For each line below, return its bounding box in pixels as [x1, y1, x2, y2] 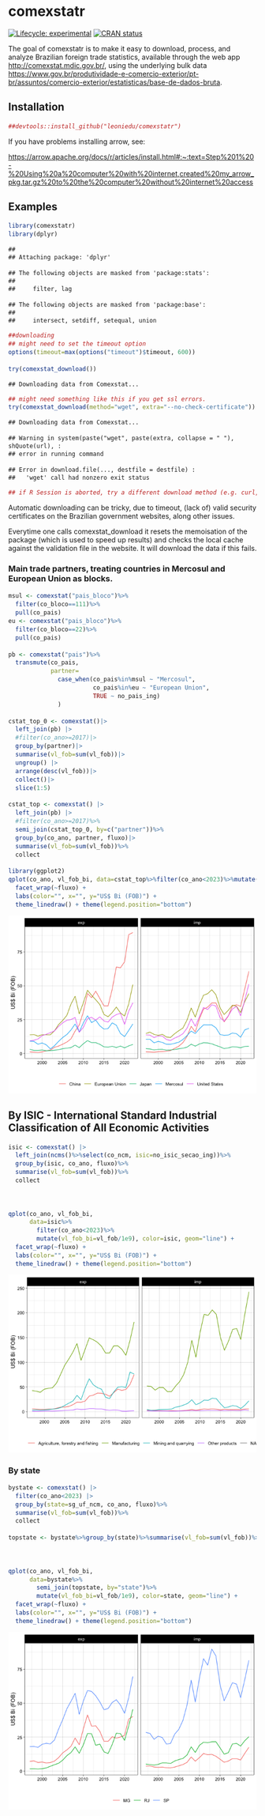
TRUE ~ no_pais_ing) [92, 692, 160, 700]
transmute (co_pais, [15, 659, 80, 666]
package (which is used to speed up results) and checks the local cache [8, 535, 244, 545]
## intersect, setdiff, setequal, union [8, 317, 157, 325]
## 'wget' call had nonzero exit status [8, 474, 150, 482]
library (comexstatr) [8, 222, 77, 230]
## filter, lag [8, 285, 73, 293]
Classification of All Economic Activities [8, 1121, 210, 1135]
